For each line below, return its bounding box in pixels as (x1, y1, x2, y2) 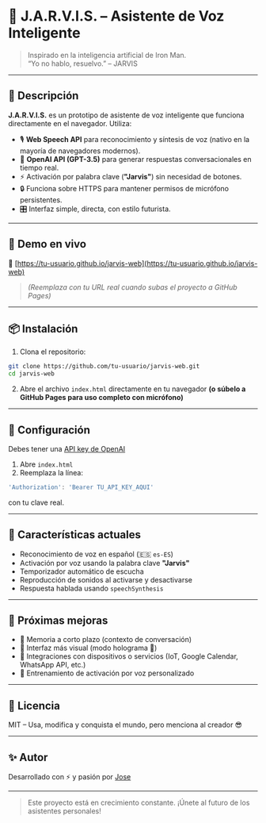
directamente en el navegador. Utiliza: (8, 118, 132, 128)
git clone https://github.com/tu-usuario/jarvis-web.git (8, 363, 200, 371)
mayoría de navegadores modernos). (19, 146, 141, 156)
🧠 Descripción (8, 89, 79, 102)
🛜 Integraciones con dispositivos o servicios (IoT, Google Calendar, (19, 652, 239, 661)
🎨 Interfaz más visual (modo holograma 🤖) (19, 643, 158, 653)
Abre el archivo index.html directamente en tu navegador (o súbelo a (19, 384, 246, 394)
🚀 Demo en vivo (8, 237, 87, 251)
